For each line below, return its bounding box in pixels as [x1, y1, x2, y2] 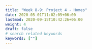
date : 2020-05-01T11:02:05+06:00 [5, 12, 76, 17]
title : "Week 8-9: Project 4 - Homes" [5, 7, 87, 13]
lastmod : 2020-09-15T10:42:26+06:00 [5, 17, 83, 22]
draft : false [5, 27, 33, 32]
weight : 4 [5, 21, 26, 27]
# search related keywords [5, 31, 63, 36]
